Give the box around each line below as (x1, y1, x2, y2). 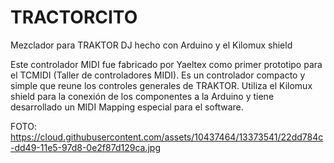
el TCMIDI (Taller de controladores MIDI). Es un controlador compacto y (10, 69, 306, 81)
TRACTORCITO (10, 6, 138, 29)
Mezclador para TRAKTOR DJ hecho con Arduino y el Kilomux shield (10, 39, 293, 51)
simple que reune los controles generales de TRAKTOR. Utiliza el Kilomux (10, 79, 313, 91)
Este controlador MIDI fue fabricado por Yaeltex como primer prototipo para (10, 58, 323, 70)
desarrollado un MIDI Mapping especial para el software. (10, 101, 244, 113)
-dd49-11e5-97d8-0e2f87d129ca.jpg (10, 141, 161, 153)
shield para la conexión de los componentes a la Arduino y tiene (10, 90, 275, 102)
